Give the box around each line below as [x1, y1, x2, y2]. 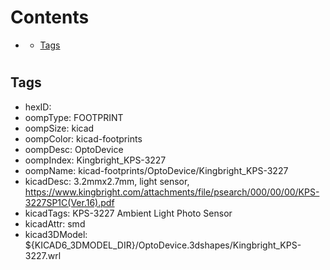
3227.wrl [24, 249, 62, 261]
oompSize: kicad [24, 122, 95, 134]
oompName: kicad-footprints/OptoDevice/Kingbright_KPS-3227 [24, 164, 289, 176]
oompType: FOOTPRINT [24, 111, 124, 123]
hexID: [24, 101, 52, 113]
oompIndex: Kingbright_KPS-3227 [24, 154, 167, 166]
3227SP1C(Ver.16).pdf [24, 196, 115, 208]
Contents [10, 6, 90, 29]
